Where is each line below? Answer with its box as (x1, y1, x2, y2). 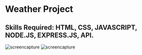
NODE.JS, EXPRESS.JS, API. (5, 31, 94, 39)
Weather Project (5, 3, 73, 15)
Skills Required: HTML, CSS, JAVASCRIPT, (5, 23, 137, 32)
